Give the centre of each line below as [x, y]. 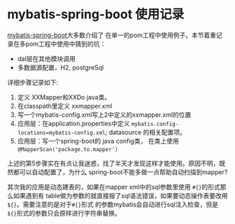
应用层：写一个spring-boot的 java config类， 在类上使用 [98, 141]
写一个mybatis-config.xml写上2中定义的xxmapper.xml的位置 [104, 114]
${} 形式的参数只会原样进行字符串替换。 [64, 213]
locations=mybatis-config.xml [62, 133]
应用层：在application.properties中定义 [74, 123]
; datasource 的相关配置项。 [146, 132]
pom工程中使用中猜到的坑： [66, 43]
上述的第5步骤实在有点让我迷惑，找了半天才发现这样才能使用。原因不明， [113, 163]
